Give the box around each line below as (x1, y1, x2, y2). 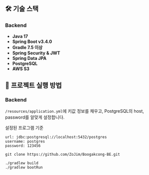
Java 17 (12, 33, 28, 39)
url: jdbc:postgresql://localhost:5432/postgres (5, 135, 107, 140)
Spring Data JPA (12, 55, 47, 61)
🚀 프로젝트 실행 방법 (5, 81, 62, 90)
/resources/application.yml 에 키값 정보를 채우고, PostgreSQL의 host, (5, 108, 144, 114)
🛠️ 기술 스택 (5, 4, 38, 13)
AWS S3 (12, 66, 30, 72)
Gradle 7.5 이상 (12, 44, 43, 50)
